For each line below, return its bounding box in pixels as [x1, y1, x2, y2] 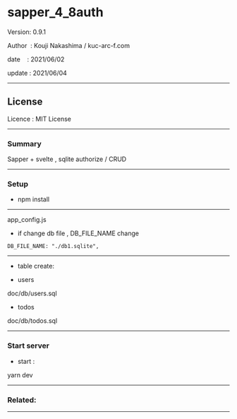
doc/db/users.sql [7, 289, 58, 297]
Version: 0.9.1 [7, 28, 47, 36]
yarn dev [7, 370, 33, 379]
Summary [7, 138, 42, 148]
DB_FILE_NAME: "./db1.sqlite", [7, 243, 99, 250]
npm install [17, 195, 50, 203]
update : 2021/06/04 [7, 69, 67, 77]
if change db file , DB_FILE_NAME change [17, 229, 140, 237]
